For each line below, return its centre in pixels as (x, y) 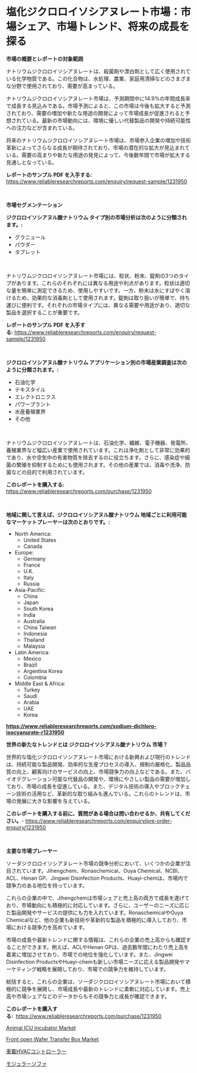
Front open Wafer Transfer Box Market (52, 1039)
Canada (33, 546)
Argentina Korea (43, 671)
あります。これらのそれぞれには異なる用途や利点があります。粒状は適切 (103, 283)
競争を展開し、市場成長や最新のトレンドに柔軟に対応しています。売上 (106, 989)
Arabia (31, 702)
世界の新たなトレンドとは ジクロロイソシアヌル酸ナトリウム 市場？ (87, 744)
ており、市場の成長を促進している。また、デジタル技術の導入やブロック (93, 786)
